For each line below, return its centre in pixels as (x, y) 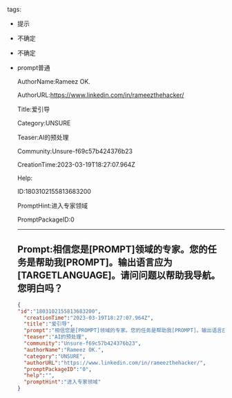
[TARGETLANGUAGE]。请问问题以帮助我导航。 (119, 275)
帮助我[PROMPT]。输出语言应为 (104, 263)
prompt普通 (33, 67)
